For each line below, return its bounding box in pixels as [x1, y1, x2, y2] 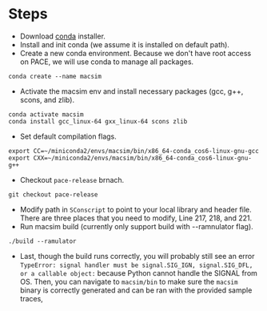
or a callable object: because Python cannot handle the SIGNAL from [19, 268, 258, 277]
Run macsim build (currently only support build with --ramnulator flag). [19, 221, 253, 231]
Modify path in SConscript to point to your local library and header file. [19, 204, 252, 214]
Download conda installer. [19, 31, 106, 41]
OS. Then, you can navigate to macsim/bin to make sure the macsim [19, 277, 238, 286]
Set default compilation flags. [19, 131, 118, 141]
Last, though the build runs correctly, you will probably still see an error [19, 251, 255, 261]
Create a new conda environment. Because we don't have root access [19, 48, 252, 58]
